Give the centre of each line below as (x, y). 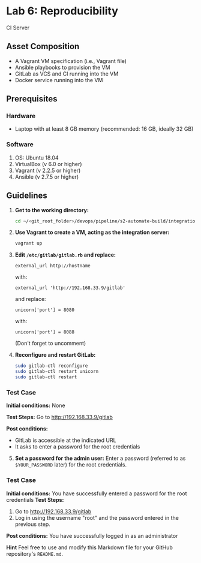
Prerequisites (32, 99)
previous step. (33, 524)
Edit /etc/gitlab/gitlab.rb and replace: (65, 255)
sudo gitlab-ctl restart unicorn (57, 372)
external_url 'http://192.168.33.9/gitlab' (70, 288)
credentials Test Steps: (35, 499)
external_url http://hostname (53, 266)
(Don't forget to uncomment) (50, 344)
